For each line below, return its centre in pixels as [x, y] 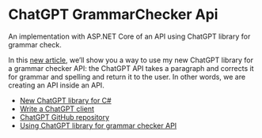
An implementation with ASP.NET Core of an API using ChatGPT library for [129, 36]
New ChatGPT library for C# [66, 100]
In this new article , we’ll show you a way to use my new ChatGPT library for [131, 60]
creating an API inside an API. [56, 85]
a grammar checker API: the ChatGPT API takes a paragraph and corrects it [131, 68]
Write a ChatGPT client [57, 109]
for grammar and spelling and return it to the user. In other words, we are [127, 76]
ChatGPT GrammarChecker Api [113, 15]
